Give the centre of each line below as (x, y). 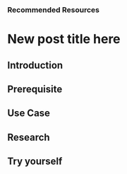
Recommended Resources (54, 10)
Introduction (35, 65)
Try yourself (35, 162)
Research (29, 137)
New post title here (64, 39)
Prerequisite (35, 89)
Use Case (29, 114)
